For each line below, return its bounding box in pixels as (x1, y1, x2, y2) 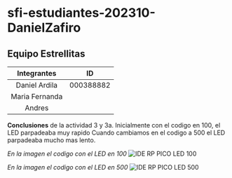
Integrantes (17, 69, 57, 78)
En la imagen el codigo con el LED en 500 (7, 163, 128, 171)
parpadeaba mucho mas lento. (7, 136, 96, 144)
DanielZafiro (7, 20, 81, 36)
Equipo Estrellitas (7, 48, 86, 60)
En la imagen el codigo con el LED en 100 (7, 149, 128, 158)
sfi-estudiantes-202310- (7, 5, 156, 21)
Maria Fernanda (11, 92, 63, 101)
